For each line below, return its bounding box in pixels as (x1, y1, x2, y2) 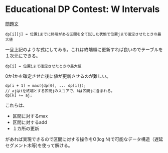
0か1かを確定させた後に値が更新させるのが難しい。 (5, 73, 111, 79)
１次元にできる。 (5, 53, 41, 59)
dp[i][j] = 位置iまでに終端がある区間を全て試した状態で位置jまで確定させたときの (5, 32, 158, 37)
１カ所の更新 (12, 125, 39, 131)
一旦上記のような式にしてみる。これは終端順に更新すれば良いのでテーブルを (5, 46, 163, 52)
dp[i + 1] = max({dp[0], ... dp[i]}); (5, 83, 86, 88)
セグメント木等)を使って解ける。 (5, 142, 73, 148)
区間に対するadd (12, 119, 47, 125)
